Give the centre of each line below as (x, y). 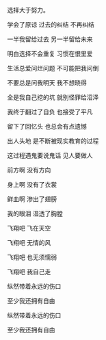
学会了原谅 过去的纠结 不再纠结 (51, 25)
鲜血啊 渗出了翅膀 (32, 199)
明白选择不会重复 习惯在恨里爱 (50, 54)
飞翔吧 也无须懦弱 (32, 257)
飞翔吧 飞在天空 (29, 228)
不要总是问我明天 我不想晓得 (47, 83)
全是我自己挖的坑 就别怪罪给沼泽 (53, 97)
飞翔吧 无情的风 (29, 243)
